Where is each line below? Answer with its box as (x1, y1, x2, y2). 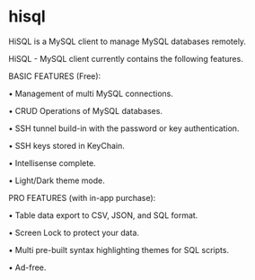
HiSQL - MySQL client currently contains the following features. (8, 53, 243, 64)
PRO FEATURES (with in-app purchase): (8, 192, 156, 203)
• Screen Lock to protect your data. (8, 227, 140, 238)
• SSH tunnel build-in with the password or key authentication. (8, 123, 240, 134)
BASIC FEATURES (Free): (8, 70, 101, 82)
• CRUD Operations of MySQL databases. (8, 105, 163, 116)
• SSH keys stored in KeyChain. (8, 140, 125, 151)
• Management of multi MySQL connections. (8, 88, 174, 99)
